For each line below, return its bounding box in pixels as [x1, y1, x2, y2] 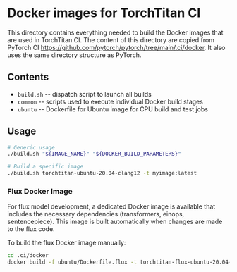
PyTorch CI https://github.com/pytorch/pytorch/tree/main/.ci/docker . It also [7, 43, 226, 51]
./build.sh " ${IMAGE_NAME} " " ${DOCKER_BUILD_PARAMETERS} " [7, 150, 181, 158]
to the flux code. [7, 225, 55, 233]
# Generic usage [7, 144, 55, 151]
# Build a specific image [7, 163, 83, 171]
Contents [7, 71, 49, 83]
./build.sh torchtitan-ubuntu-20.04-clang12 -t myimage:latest [7, 170, 197, 177]
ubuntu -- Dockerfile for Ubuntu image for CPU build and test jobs [17, 104, 208, 113]
